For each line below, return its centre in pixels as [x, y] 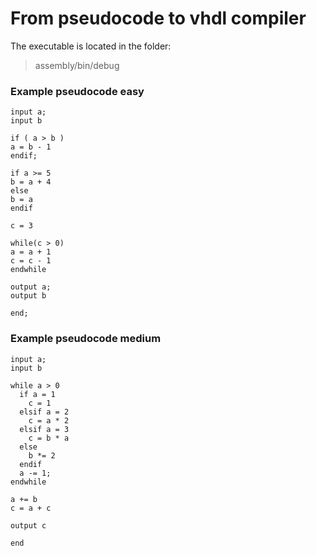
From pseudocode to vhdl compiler [158, 18]
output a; [31, 287]
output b [28, 296]
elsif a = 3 [44, 429]
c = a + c [31, 508]
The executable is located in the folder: [91, 46]
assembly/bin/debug [77, 65]
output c [28, 525]
